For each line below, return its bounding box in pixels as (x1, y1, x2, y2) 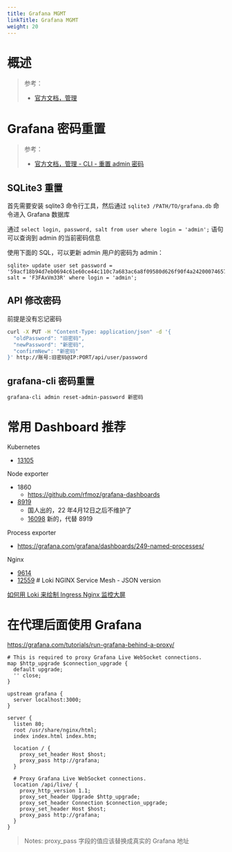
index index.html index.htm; (13, 732, 97, 740)
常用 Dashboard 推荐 (7, 420, 126, 435)
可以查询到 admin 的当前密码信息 (7, 233, 101, 242)
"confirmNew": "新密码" (13, 348, 79, 355)
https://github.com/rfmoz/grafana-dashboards (27, 490, 160, 499)
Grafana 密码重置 (7, 121, 106, 136)
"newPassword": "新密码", (13, 341, 85, 348)
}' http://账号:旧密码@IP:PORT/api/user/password (7, 354, 148, 361)
